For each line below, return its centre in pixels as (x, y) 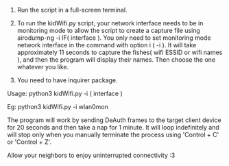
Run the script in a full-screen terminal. (72, 10)
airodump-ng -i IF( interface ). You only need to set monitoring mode (114, 38)
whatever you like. (43, 67)
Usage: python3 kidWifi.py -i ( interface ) (65, 93)
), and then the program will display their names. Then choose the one (116, 60)
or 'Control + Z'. (29, 142)
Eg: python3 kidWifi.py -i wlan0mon (58, 107)
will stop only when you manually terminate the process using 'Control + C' (113, 134)
